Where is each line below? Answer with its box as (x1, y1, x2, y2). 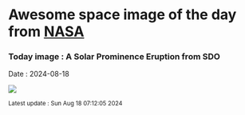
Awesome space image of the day (8, 6, 237, 24)
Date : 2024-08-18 (8, 69, 69, 79)
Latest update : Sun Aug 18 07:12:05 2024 (8, 100, 123, 108)
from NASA (8, 22, 85, 41)
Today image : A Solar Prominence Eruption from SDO (8, 51, 221, 62)
